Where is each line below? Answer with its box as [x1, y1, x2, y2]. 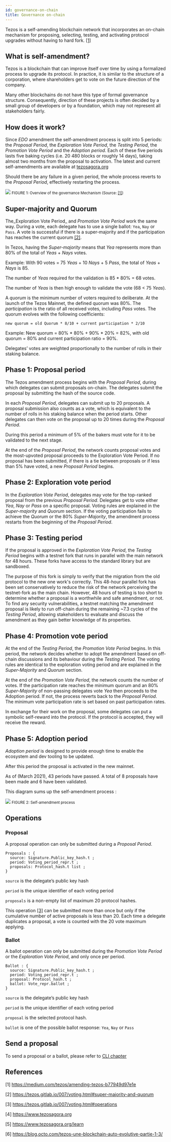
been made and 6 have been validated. [5, 779, 87, 784]
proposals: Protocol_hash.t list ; [10, 864, 86, 869]
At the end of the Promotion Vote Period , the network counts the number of [5, 677, 164, 683]
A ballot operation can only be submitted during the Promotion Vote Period [5, 948, 162, 954]
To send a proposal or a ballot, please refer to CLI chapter [5, 1052, 127, 1059]
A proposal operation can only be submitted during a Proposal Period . [5, 841, 153, 847]
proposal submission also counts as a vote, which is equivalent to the [5, 405, 151, 411]
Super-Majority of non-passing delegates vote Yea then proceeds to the [5, 688, 157, 694]
